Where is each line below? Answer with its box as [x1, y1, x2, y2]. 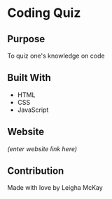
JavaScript [17, 105, 49, 114]
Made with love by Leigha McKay [7, 184, 103, 192]
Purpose [7, 33, 45, 45]
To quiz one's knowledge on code [7, 51, 105, 60]
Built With [7, 72, 51, 84]
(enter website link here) [7, 144, 78, 153]
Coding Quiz [7, 5, 81, 21]
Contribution [7, 165, 64, 177]
